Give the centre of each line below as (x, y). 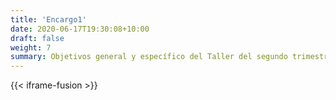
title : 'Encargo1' (48, 19)
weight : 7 (31, 47)
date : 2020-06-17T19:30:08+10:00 (80, 29)
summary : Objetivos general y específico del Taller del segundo (149, 57)
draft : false (37, 38)
